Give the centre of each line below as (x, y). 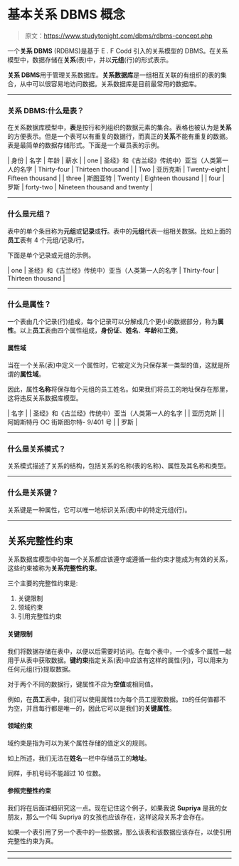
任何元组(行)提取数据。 (41, 669)
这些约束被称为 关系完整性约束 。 (54, 568)
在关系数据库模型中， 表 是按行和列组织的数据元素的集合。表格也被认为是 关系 (119, 127)
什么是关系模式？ (37, 449)
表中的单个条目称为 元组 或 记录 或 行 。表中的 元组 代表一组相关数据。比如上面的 (119, 231)
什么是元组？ (30, 214)
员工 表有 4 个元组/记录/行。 (48, 240)
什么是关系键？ (33, 493)
